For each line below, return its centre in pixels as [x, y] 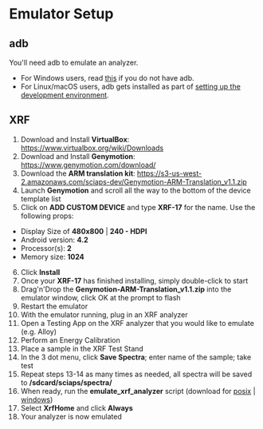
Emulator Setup [61, 14]
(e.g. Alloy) [39, 332]
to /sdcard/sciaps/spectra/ [66, 382]
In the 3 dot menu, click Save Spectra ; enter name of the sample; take [136, 357]
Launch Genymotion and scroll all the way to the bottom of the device [135, 190]
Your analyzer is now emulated [71, 416]
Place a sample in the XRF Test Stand [82, 348]
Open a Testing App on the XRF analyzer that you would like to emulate [137, 323]
